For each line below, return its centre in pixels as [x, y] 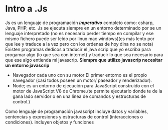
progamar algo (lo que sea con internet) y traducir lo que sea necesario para [84, 54]
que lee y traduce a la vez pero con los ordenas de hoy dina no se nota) [79, 44]
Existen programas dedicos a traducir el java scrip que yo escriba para [78, 49]
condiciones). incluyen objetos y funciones [50, 122]
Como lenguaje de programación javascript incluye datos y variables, [77, 111]
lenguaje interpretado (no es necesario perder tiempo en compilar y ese [79, 33]
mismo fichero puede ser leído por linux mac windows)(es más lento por [80, 39]
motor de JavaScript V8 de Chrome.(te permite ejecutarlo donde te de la [87, 91]
